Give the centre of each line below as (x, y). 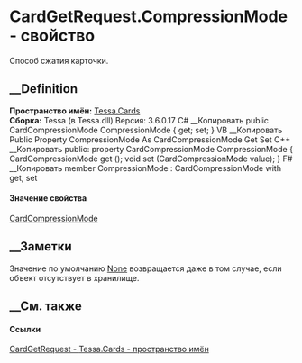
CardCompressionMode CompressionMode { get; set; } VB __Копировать (146, 130)
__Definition (44, 89)
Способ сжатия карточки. (59, 60)
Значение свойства (48, 198)
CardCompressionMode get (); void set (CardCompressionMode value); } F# (151, 159)
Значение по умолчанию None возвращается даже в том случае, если (146, 268)
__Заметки (41, 246)
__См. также (46, 307)
